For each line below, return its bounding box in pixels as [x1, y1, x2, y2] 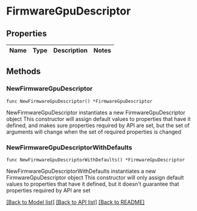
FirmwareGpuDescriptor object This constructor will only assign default [6, 174, 184, 181]
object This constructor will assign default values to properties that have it [6, 115, 191, 122]
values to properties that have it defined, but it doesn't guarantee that [6, 180, 179, 187]
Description [53, 47, 88, 54]
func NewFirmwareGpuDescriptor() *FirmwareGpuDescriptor [6, 98, 153, 104]
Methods [6, 67, 41, 77]
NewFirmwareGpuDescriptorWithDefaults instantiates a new [6, 167, 157, 175]
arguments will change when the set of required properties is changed [6, 128, 181, 135]
